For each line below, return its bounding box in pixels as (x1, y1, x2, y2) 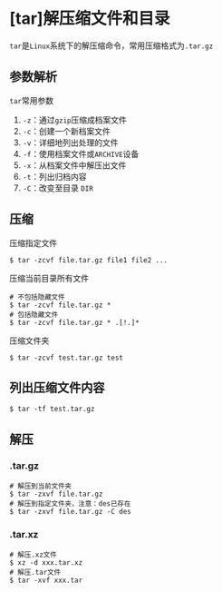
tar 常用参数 (9, 94, 54, 105)
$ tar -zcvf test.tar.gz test (9, 353, 124, 362)
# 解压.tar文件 (9, 568, 62, 577)
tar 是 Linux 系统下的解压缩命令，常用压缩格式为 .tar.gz (9, 40, 214, 51)
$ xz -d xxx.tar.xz (9, 558, 83, 567)
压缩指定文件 (9, 237, 57, 248)
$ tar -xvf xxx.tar (9, 576, 83, 586)
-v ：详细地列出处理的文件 (22, 137, 120, 148)
